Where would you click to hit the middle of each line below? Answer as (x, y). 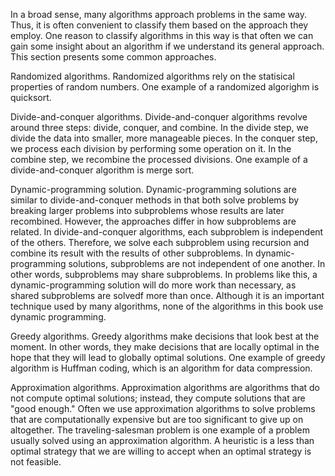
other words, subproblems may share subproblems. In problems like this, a (164, 274)
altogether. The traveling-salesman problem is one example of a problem (160, 430)
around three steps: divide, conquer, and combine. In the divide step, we (159, 127)
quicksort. (31, 97)
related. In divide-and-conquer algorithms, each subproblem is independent (167, 232)
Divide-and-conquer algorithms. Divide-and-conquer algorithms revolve (159, 117)
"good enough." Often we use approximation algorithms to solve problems (163, 408)
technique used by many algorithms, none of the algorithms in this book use (167, 306)
